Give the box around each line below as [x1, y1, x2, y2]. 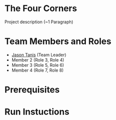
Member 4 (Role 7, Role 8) [11, 67, 64, 73]
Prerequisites [4, 84, 60, 95]
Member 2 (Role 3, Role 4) [11, 57, 65, 63]
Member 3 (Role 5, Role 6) [11, 62, 64, 68]
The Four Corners [4, 3, 77, 14]
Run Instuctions [4, 106, 70, 118]
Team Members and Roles [4, 36, 112, 47]
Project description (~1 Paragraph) [4, 19, 74, 25]
